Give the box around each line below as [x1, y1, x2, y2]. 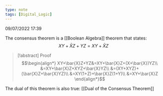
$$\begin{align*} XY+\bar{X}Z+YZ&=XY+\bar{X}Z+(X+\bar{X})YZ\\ [21, 60, 158, 66]
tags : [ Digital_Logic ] [5, 12, 52, 17]
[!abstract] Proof [17, 52, 52, 58]
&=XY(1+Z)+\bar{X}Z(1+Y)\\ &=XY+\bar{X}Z [69, 70, 158, 77]
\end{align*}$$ [74, 76, 105, 82]
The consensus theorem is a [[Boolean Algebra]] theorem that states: [5, 35, 147, 41]
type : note [5, 7, 28, 12]
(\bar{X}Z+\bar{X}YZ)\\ [21, 70, 69, 77]
